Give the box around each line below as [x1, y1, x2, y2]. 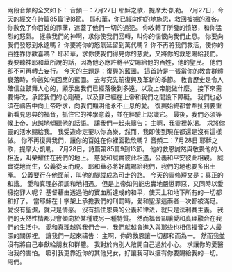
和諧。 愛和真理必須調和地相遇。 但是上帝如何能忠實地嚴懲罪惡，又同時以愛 [7, 180, 224, 187]
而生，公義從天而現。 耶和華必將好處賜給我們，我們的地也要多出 [25, 162, 210, 170]
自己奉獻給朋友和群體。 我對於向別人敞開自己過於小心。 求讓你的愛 [25, 240, 217, 248]
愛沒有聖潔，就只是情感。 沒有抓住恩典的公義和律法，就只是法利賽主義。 [7, 205, 216, 214]
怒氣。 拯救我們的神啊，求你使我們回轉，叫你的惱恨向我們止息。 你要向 [19, 32, 224, 40]
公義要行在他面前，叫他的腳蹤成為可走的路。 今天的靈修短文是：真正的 [20, 171, 224, 179]
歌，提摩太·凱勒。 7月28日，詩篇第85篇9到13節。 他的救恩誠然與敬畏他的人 [7, 145, 224, 153]
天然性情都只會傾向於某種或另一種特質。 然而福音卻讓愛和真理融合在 [19, 214, 216, 222]
